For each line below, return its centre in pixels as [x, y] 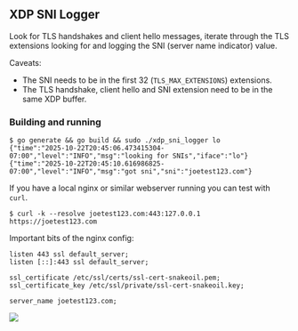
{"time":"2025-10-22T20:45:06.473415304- [87, 149]
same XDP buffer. [54, 99]
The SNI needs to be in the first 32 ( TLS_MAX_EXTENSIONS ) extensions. [147, 80]
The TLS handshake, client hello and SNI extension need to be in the [147, 89]
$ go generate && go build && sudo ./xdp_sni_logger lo [115, 141]
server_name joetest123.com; [63, 302]
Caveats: [25, 62]
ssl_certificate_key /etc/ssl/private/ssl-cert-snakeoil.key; [127, 286]
